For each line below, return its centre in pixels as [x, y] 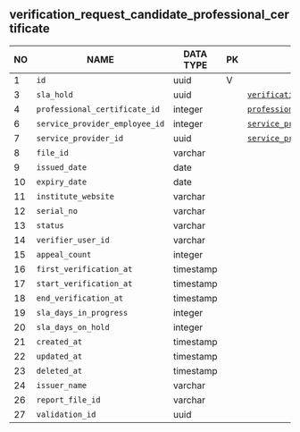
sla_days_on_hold [73, 327]
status [50, 225]
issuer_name [62, 385]
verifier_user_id [73, 240]
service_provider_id [80, 138]
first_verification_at [84, 269]
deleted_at [59, 371]
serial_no [57, 211]
